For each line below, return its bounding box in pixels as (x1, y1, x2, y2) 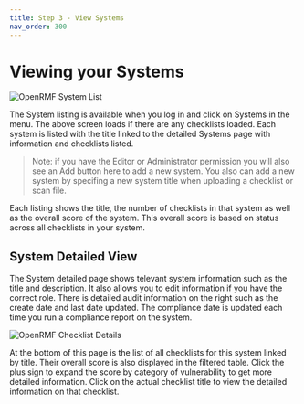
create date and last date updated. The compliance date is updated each (9, 303, 283, 314)
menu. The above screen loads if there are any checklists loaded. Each (9, 119, 277, 130)
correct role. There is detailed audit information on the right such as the (9, 292, 278, 303)
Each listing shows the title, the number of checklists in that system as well (9, 203, 290, 214)
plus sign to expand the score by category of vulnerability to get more (9, 367, 272, 377)
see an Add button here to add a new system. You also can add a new (31, 165, 295, 176)
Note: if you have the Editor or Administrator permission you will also (31, 156, 290, 167)
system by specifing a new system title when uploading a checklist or (31, 175, 294, 186)
